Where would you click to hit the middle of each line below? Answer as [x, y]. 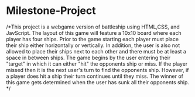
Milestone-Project [51, 11]
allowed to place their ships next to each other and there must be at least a [96, 51]
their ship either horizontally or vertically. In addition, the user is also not [93, 45]
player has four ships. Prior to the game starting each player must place [93, 39]
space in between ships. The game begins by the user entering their [88, 58]
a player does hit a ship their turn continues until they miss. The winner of [95, 76]
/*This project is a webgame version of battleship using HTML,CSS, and [93, 27]
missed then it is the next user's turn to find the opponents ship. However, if [97, 70]
